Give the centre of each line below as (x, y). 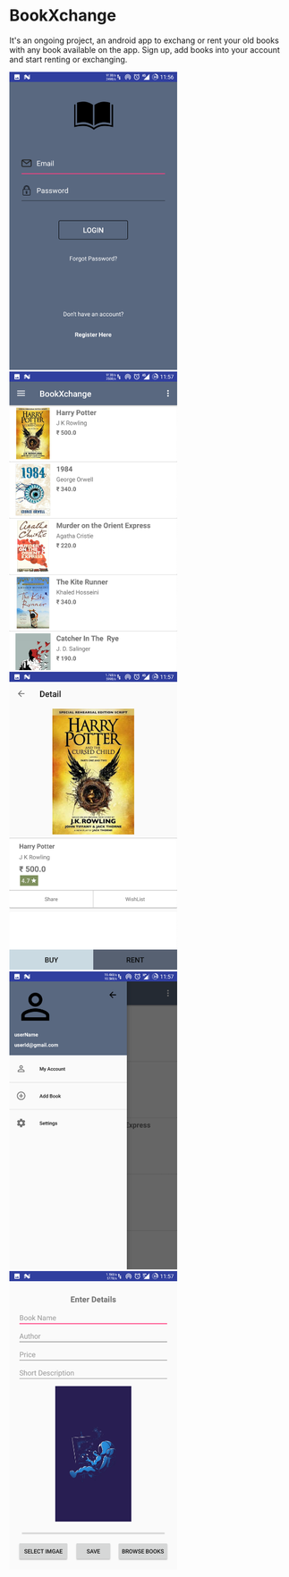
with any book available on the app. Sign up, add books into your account (144, 49)
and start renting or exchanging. (68, 59)
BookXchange (63, 16)
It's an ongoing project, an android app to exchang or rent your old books (144, 40)
